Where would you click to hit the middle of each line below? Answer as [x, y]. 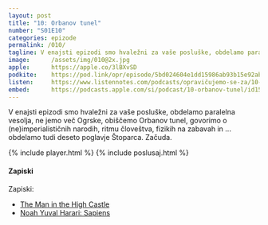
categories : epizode [43, 38]
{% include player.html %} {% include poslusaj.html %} [99, 153]
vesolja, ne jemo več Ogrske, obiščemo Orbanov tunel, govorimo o [118, 121]
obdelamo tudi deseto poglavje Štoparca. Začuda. [91, 138]
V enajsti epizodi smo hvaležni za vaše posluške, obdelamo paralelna [122, 112]
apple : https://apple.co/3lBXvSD [73, 68]
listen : [21, 82]
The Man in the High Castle [65, 204]
